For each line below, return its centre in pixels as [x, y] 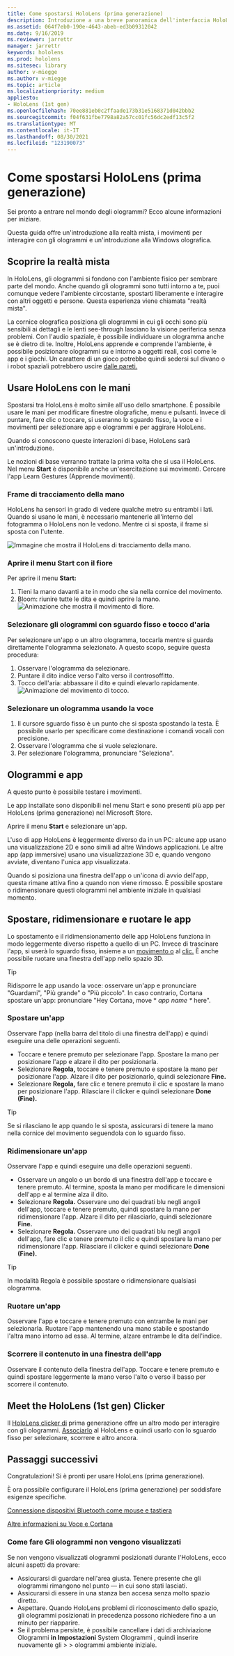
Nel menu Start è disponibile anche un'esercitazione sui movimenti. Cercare [117, 469]
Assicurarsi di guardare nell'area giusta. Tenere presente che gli [109, 1578]
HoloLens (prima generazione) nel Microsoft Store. [80, 813]
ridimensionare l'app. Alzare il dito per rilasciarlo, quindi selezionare [115, 1217]
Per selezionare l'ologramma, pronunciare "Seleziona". [95, 753]
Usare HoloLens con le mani [69, 388]
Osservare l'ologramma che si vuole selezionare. [87, 745]
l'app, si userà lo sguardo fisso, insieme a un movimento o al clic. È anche [113, 951]
